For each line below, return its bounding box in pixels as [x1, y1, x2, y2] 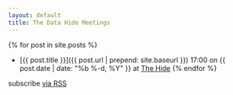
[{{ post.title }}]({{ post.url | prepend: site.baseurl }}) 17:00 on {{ [19, 55, 226, 65]
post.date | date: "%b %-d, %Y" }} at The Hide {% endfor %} [19, 63, 217, 72]
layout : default [8, 11, 61, 19]
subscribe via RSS [8, 79, 67, 88]
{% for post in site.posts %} [8, 40, 98, 49]
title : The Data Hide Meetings [8, 19, 111, 26]
